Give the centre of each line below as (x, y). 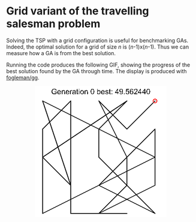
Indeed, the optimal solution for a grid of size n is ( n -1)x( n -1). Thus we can (98, 47)
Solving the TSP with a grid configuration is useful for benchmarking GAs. (97, 40)
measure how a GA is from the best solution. (61, 53)
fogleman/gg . (23, 77)
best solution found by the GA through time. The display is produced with (97, 71)
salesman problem (53, 24)
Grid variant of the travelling (78, 11)
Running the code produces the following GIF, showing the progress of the (98, 65)
